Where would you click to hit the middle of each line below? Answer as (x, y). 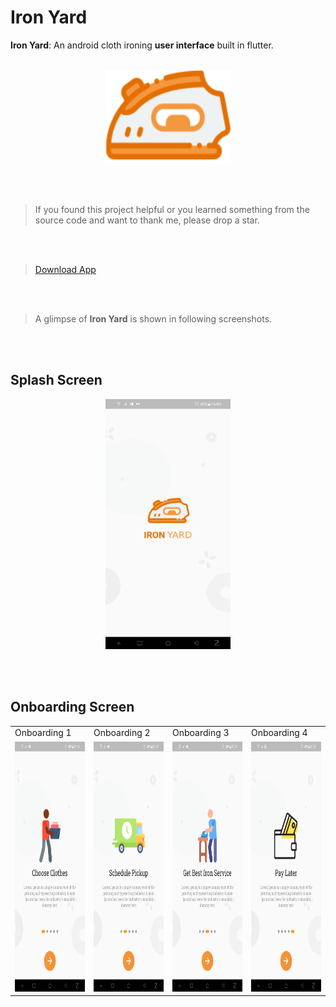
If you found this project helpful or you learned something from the (172, 209)
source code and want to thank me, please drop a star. (147, 220)
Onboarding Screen (72, 707)
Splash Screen (56, 380)
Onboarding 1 (43, 733)
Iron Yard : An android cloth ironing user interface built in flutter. (142, 45)
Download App (65, 269)
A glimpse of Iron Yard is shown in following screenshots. (153, 318)
